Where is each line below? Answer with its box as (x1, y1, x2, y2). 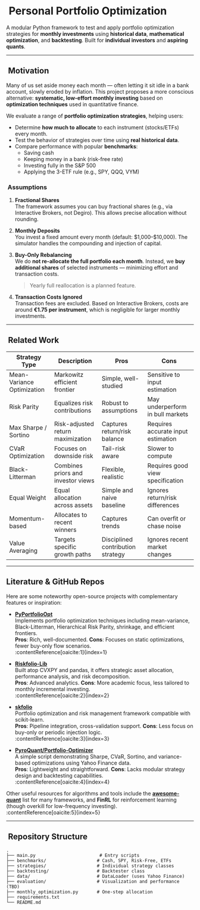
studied (101, 382, 123, 390)
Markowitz (54, 370, 84, 379)
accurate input (147, 427, 188, 435)
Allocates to (54, 510, 87, 519)
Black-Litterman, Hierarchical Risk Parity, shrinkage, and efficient (14, 623, 174, 630)
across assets (54, 501, 93, 509)
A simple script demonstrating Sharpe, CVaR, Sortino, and (14, 753, 157, 760)
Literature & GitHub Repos (6, 577, 105, 587)
